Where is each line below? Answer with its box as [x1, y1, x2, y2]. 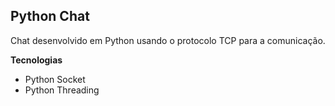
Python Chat [10, 8, 90, 25]
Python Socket [24, 73, 86, 85]
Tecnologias [10, 54, 63, 66]
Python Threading [24, 84, 100, 96]
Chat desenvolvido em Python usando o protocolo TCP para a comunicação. [10, 34, 326, 46]
